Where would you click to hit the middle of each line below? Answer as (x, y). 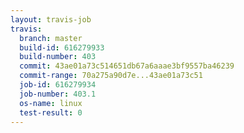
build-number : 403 (58, 57)
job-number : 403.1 (58, 94)
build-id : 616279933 (62, 47)
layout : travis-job (51, 19)
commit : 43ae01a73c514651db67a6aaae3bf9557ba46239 (127, 66)
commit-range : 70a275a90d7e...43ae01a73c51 (111, 76)
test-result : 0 (51, 112)
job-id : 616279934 (58, 85)
